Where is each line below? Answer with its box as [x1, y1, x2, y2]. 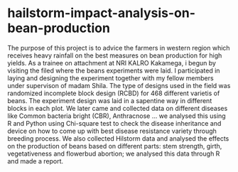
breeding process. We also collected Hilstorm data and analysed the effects [7, 134, 229, 143]
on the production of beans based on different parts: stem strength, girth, [7, 141, 222, 150]
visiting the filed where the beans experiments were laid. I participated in [7, 66, 220, 75]
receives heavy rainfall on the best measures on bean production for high [7, 51, 222, 60]
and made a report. [7, 156, 64, 165]
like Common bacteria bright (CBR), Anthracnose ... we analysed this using [7, 112, 226, 120]
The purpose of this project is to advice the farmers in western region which [7, 43, 230, 52]
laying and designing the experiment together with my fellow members [7, 73, 215, 82]
